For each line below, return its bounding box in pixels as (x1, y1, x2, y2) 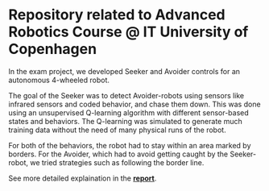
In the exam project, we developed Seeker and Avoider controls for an (8, 66, 240, 76)
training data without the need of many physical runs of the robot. (8, 125, 227, 135)
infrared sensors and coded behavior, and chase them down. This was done (8, 99, 261, 109)
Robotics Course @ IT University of (8, 23, 249, 41)
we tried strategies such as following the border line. (29, 157, 205, 167)
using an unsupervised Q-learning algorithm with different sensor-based (8, 107, 250, 118)
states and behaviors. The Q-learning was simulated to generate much (8, 116, 243, 126)
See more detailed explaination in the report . (8, 173, 157, 183)
